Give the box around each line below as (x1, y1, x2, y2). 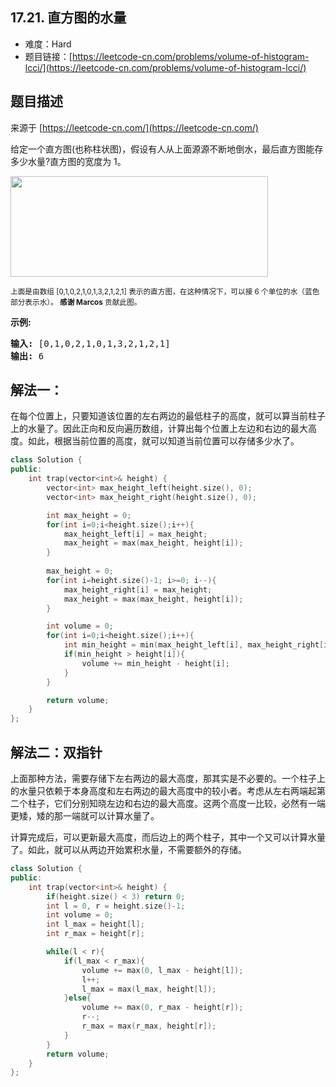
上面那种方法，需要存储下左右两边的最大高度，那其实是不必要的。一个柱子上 (10, 773, 326, 784)
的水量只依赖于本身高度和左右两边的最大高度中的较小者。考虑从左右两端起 (10, 785, 317, 797)
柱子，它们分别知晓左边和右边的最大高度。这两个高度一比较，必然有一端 (27, 798, 326, 809)
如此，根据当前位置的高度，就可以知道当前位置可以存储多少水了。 (27, 435, 300, 447)
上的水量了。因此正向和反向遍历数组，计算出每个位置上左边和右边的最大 (10, 423, 308, 435)
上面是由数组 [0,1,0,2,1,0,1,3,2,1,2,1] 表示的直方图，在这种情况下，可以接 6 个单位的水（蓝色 (10, 286, 320, 297)
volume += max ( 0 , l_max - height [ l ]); (81, 965, 244, 975)
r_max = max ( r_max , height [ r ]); (81, 1021, 217, 1031)
